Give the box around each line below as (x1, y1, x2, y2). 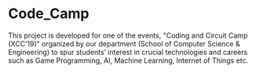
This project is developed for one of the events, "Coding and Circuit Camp (8, 31, 248, 40)
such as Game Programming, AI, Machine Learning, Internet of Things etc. (8, 56, 249, 65)
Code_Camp (8, 5, 90, 23)
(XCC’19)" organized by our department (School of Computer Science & (8, 38, 241, 48)
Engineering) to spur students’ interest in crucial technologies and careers (8, 47, 248, 57)
